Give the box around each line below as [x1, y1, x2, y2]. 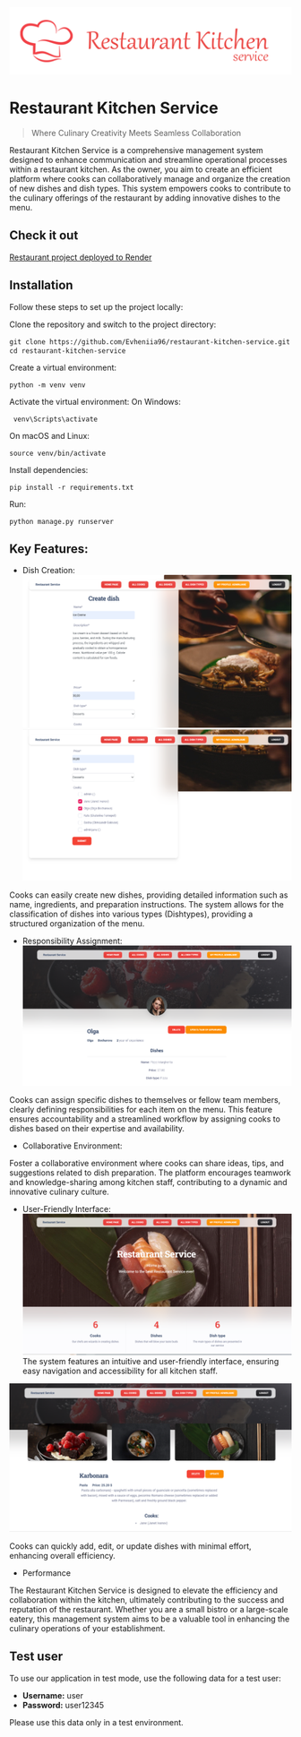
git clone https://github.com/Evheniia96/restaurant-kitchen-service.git [9, 337, 291, 347]
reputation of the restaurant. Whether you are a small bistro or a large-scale [9, 1604, 288, 1615]
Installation [9, 278, 73, 293]
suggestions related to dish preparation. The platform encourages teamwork [9, 1167, 291, 1178]
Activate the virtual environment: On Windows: [9, 396, 181, 407]
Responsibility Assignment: [21, 935, 123, 946]
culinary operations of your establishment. [9, 1623, 166, 1634]
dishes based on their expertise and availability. [9, 1123, 185, 1133]
